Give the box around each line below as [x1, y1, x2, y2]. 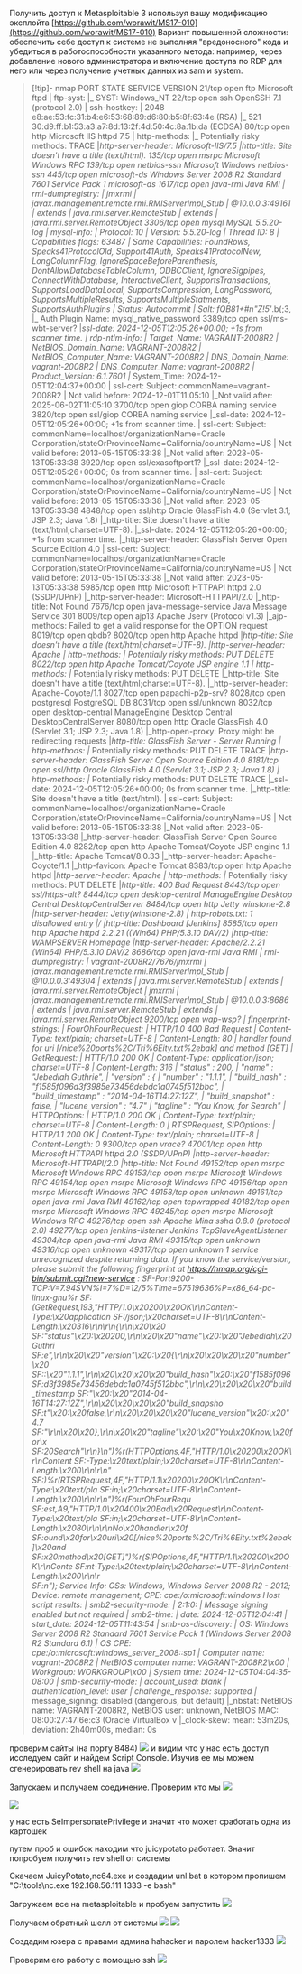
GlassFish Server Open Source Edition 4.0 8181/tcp [89, 754, 279, 765]
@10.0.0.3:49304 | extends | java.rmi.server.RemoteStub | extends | [31, 976, 284, 986]
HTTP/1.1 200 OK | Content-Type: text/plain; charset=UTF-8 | [31, 1129, 260, 1139]
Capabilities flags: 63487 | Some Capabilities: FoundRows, [31, 237, 251, 247]
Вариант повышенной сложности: [157, 27, 288, 37]
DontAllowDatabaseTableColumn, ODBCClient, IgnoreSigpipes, [31, 266, 267, 276]
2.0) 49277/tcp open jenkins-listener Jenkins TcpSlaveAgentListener [31, 1225, 288, 1236]
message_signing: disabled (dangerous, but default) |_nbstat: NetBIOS [31, 1696, 293, 1706]
